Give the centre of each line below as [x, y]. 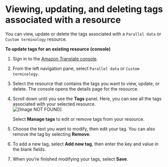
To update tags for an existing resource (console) [58, 49]
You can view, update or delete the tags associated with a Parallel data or [83, 34]
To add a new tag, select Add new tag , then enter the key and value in [86, 144]
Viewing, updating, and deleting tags [84, 9]
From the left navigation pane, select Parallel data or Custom [76, 68]
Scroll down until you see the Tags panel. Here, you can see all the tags [87, 99]
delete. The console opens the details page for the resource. [75, 89]
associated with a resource [63, 20]
